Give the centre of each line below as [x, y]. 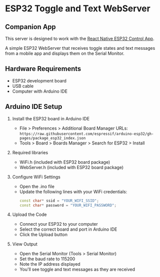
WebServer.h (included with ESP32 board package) [71, 167]
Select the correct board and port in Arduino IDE [68, 229]
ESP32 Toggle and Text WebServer [78, 9]
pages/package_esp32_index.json [53, 138]
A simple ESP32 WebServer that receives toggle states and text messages [80, 48]
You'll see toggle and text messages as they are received [77, 270]
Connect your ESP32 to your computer [59, 224]
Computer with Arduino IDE [40, 91]
